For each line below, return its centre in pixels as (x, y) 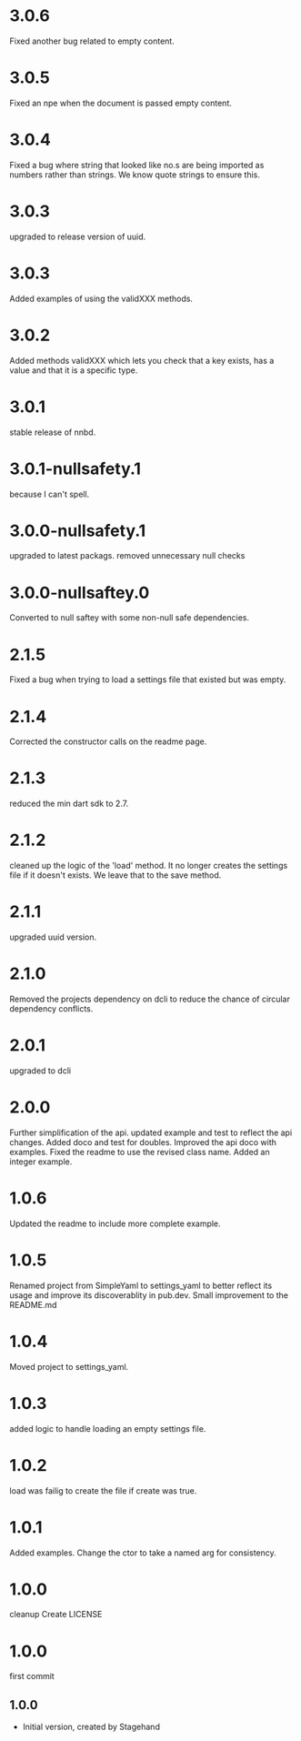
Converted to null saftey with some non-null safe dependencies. (130, 618)
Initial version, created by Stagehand (91, 1727)
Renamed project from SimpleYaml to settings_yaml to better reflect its (141, 1285)
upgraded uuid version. (53, 937)
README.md (33, 1304)
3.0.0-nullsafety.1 (78, 531)
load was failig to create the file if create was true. (103, 1490)
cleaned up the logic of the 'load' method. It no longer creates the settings (149, 866)
